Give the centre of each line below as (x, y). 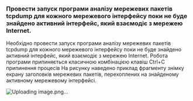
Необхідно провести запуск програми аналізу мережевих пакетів (89, 43)
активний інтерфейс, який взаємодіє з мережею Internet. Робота (87, 56)
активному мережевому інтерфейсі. (51, 81)
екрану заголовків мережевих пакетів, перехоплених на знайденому (93, 74)
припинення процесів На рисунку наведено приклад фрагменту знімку (95, 68)
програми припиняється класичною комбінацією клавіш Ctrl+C (86, 62)
